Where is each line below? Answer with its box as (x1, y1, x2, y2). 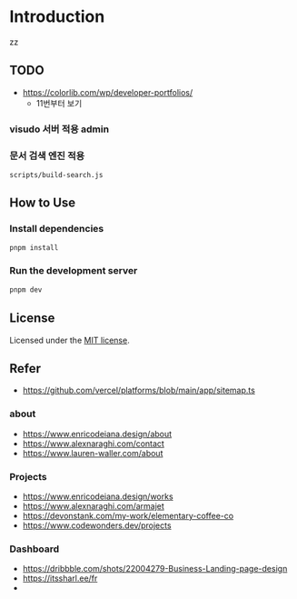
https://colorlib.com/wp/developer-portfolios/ (22, 86, 193, 97)
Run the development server (9, 265, 138, 277)
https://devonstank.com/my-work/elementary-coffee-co (22, 510, 234, 521)
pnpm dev (9, 285, 43, 295)
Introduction (9, 6, 105, 27)
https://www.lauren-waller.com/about (22, 447, 163, 458)
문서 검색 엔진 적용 (9, 149, 85, 162)
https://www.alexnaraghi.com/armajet (22, 500, 165, 511)
